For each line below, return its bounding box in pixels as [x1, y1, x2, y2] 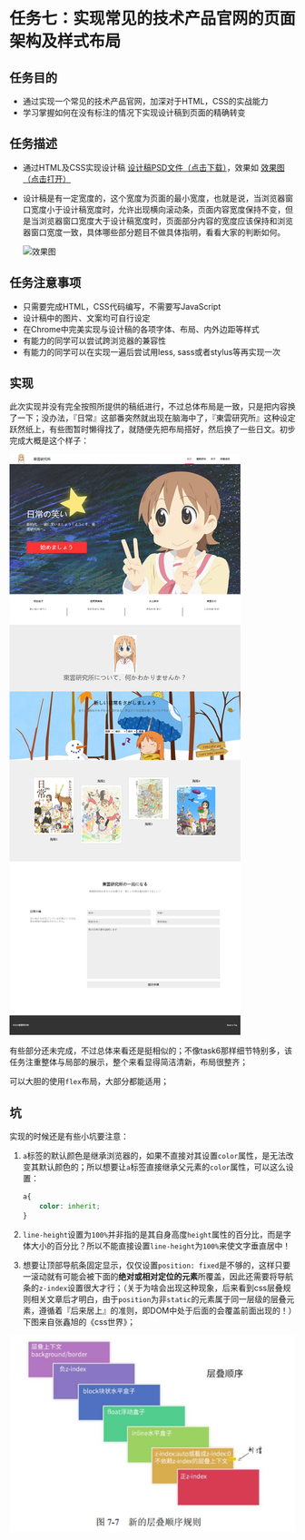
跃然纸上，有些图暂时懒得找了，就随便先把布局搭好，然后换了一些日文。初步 [9, 424, 296, 435]
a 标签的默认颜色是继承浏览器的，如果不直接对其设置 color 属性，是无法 [22, 1150, 286, 1161]
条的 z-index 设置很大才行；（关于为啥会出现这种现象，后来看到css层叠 [22, 1282, 283, 1293]
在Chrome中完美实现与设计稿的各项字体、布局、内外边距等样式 [22, 323, 261, 334]
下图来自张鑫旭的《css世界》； [22, 1316, 136, 1327]
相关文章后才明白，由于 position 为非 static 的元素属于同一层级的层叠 [30, 1293, 288, 1304]
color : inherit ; [39, 1202, 101, 1211]
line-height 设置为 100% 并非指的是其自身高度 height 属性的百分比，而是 [22, 1229, 284, 1239]
